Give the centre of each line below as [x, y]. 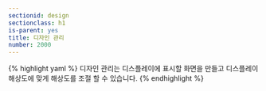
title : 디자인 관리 [36, 38]
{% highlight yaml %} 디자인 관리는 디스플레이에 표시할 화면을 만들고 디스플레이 [133, 69]
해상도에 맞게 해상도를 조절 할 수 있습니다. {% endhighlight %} [106, 78]
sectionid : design [39, 15]
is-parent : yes [33, 30]
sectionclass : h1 [37, 23]
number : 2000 [30, 45]
